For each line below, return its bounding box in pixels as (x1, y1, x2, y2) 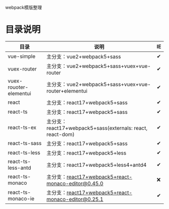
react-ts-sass (8, 140, 42, 147)
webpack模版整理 (5, 5, 42, 10)
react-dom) (46, 130, 74, 137)
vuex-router (8, 65, 37, 72)
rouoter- (8, 84, 29, 91)
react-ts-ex (8, 124, 37, 131)
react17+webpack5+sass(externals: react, (46, 124, 148, 131)
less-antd (8, 164, 31, 171)
